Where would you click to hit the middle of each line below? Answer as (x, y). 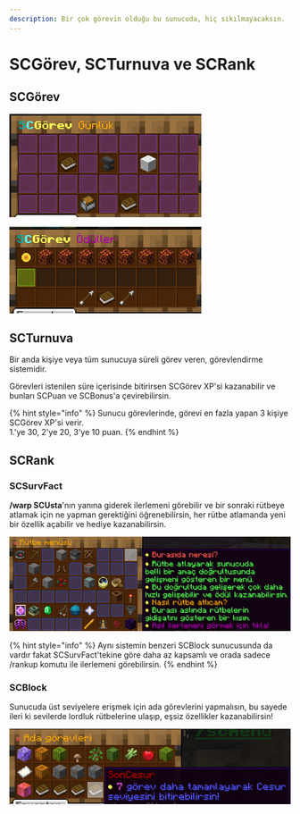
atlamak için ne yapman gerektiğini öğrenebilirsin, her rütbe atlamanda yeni (147, 515)
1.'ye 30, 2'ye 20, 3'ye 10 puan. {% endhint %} (94, 432)
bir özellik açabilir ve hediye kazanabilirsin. (88, 524)
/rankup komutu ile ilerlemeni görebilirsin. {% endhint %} (113, 664)
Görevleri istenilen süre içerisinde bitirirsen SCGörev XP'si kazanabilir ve (142, 386)
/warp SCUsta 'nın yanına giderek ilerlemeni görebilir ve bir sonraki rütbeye (147, 506)
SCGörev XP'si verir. (47, 423)
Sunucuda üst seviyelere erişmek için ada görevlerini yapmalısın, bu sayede (148, 707)
